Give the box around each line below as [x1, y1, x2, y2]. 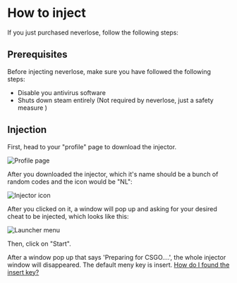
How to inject [7, 5, 86, 21]
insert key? [7, 268, 39, 276]
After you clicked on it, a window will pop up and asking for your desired [7, 204, 217, 213]
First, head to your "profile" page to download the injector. [7, 142, 177, 151]
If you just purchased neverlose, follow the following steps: [7, 28, 178, 37]
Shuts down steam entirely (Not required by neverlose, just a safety [17, 96, 214, 104]
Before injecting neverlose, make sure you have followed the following [7, 67, 212, 75]
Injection [7, 124, 47, 136]
